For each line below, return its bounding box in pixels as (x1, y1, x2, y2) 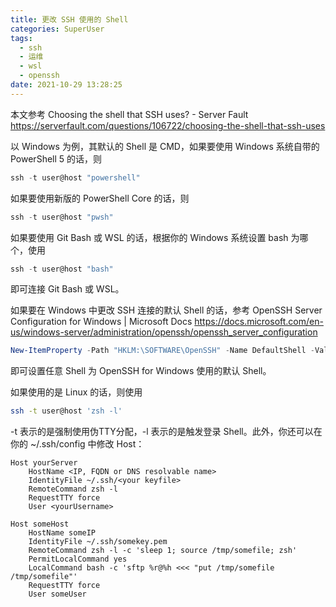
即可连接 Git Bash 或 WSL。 (10, 283, 125, 295)
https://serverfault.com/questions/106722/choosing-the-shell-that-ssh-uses (10, 119, 326, 131)
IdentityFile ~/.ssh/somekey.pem (28, 537, 168, 547)
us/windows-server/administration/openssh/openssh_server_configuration (10, 326, 318, 338)
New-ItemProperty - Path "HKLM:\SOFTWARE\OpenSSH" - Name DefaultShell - (10, 346, 315, 356)
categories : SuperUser (10, 24, 105, 34)
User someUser (28, 589, 87, 600)
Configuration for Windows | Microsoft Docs (10, 316, 193, 328)
